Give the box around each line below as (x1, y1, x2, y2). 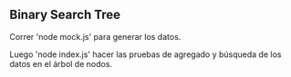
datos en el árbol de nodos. (9, 58, 112, 69)
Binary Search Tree (9, 7, 121, 23)
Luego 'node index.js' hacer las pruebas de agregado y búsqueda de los (9, 49, 282, 60)
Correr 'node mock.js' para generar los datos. (9, 31, 182, 42)
